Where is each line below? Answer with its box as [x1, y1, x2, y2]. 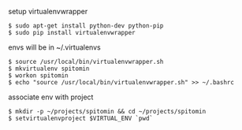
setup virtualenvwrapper [8, 7, 88, 16]
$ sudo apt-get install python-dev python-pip [8, 22, 164, 30]
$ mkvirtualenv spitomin [8, 65, 90, 72]
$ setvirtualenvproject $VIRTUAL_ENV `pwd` [8, 114, 154, 122]
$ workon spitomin [8, 72, 69, 80]
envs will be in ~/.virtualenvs [8, 43, 101, 52]
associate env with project [8, 92, 94, 102]
